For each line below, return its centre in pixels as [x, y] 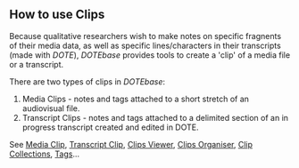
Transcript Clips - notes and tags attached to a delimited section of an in [155, 117]
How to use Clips [57, 15]
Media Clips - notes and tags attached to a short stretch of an [136, 99]
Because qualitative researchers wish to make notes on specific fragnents [145, 36]
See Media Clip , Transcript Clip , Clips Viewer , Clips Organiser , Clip [131, 144]
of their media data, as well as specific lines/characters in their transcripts [145, 45]
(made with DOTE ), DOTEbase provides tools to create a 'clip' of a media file [150, 55]
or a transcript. [37, 64]
